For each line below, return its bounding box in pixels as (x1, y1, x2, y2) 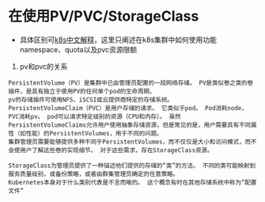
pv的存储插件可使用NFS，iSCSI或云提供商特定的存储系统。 (8, 96, 174, 104)
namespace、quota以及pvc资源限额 (19, 44, 138, 54)
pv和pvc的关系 (19, 61, 68, 71)
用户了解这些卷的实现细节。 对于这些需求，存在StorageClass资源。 (19, 146, 214, 154)
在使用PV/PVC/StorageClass (8, 7, 199, 25)
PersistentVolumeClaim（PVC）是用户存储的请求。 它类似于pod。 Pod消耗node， (8, 104, 248, 112)
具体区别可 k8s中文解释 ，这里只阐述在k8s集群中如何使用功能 (19, 35, 218, 44)
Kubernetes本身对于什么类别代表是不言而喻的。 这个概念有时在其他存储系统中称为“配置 (8, 178, 257, 186)
